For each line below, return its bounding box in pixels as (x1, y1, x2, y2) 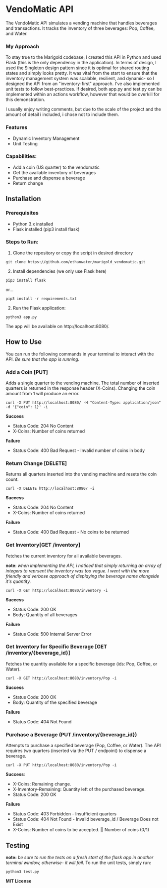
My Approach (5, 43, 39, 50)
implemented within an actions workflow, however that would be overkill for (5, 91, 160, 98)
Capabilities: (5, 153, 37, 160)
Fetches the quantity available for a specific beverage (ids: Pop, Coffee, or (5, 661, 158, 666)
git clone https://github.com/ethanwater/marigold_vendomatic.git (5, 259, 146, 264)
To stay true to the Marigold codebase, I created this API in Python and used (5, 54, 162, 60)
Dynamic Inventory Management (12, 135, 80, 141)
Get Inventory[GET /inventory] (5, 542, 81, 549)
